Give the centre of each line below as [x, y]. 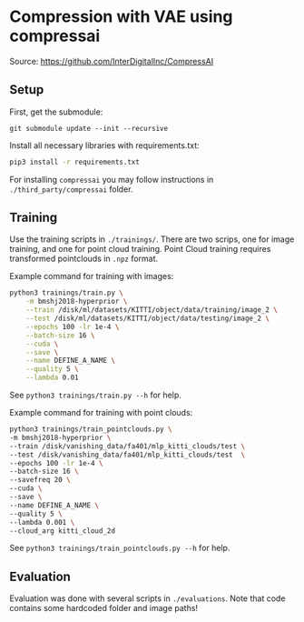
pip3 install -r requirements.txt [75, 162]
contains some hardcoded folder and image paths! [103, 608]
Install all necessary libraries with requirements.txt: [104, 145]
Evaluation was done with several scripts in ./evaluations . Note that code [147, 598]
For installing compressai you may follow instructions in [112, 179]
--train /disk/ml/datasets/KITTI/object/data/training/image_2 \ [152, 310]
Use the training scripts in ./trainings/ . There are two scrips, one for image [152, 239]
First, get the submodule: [56, 112]
